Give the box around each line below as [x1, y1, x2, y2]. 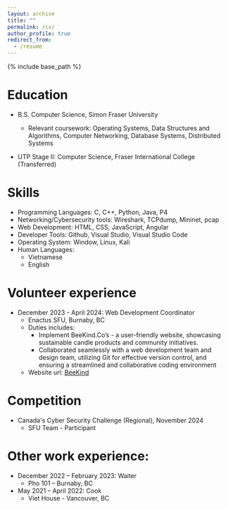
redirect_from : [7, 37, 52, 44]
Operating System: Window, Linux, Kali [17, 237, 130, 246]
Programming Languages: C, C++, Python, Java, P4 [17, 208, 168, 216]
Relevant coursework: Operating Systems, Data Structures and [27, 124, 210, 132]
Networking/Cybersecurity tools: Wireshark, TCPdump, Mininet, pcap [17, 215, 220, 224]
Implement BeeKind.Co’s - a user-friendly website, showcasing [38, 330, 222, 339]
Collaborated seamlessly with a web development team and [38, 346, 212, 354]
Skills [7, 184, 40, 201]
